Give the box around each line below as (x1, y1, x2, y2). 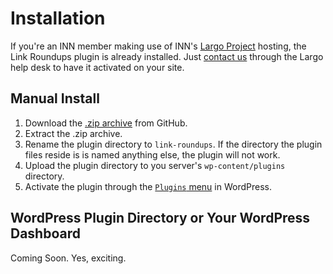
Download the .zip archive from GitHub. (24, 117, 188, 129)
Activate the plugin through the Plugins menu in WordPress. (24, 180, 272, 192)
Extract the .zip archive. (24, 127, 123, 139)
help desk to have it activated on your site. (10, 61, 185, 73)
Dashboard (10, 225, 81, 242)
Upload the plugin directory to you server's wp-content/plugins (24, 159, 286, 171)
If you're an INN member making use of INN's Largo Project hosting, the (10, 40, 307, 52)
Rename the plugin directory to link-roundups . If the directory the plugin (24, 138, 323, 150)
